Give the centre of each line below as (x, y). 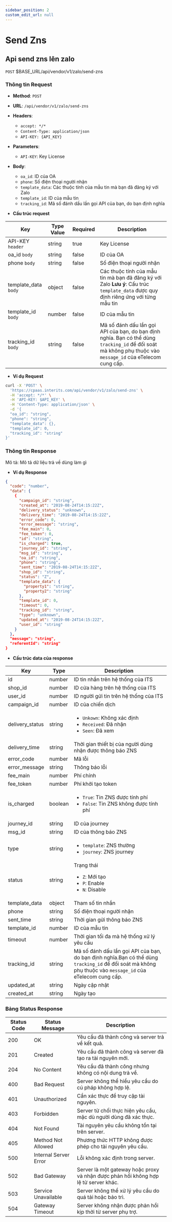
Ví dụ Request (28, 376)
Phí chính (85, 776)
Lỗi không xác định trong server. (116, 1158)
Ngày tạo (84, 993)
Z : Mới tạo (94, 877)
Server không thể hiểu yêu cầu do (117, 1081)
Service (43, 1191)
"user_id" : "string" (41, 624)
